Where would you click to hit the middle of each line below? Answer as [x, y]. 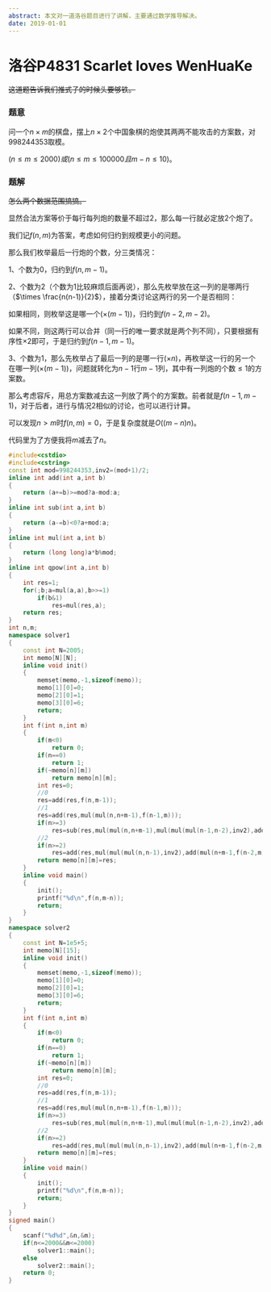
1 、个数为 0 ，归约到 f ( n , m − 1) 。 [60, 270]
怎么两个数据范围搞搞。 [47, 201]
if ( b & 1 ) [50, 598]
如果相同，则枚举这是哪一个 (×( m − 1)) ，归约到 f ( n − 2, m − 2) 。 [111, 314]
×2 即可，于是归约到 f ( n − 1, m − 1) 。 [81, 341]
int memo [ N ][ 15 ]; [52, 950]
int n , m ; [23, 628]
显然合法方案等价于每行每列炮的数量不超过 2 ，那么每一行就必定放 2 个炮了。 [133, 218]
